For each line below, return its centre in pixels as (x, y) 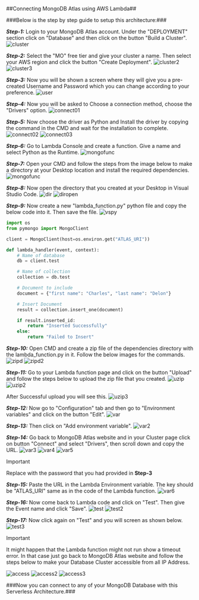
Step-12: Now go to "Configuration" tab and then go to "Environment (91, 408)
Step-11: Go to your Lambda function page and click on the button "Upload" (99, 372)
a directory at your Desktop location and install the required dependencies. (98, 170)
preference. (20, 92)
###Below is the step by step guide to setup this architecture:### (86, 20)
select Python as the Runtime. (43, 152)
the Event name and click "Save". (47, 509)
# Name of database (41, 255)
